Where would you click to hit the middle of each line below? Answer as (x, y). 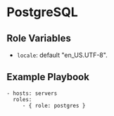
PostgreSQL (42, 12)
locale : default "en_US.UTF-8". (62, 55)
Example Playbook (48, 77)
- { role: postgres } (54, 105)
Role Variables (39, 38)
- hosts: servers (32, 93)
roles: (23, 99)
